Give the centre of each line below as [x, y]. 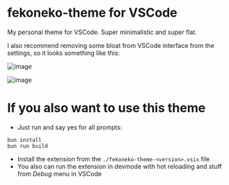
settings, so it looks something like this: [64, 53]
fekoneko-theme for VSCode [92, 13]
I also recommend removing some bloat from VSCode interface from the [111, 45]
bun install [24, 140]
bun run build [28, 146]
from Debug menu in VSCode [60, 174]
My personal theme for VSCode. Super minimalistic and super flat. [102, 32]
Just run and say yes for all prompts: [70, 127]
